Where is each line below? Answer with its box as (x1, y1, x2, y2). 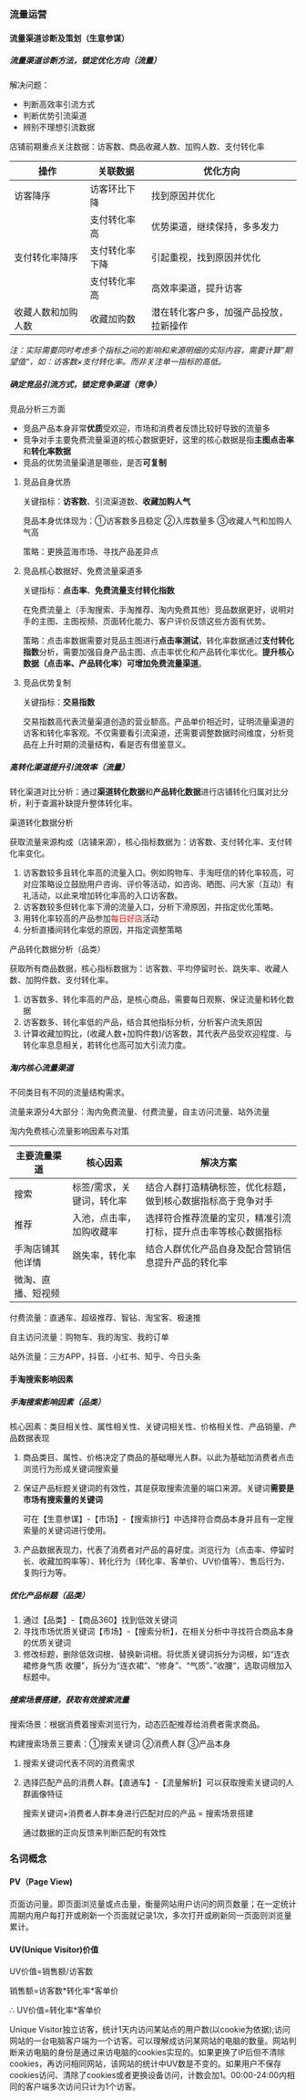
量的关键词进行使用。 (30, 1524, 111, 1535)
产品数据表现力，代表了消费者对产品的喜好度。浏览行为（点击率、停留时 (22, 1544, 294, 1555)
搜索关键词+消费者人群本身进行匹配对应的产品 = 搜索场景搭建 (22, 1807, 254, 1818)
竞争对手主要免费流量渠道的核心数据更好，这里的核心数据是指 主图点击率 (22, 434, 294, 445)
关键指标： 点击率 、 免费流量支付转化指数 (22, 585, 175, 596)
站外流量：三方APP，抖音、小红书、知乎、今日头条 (9, 1351, 201, 1362)
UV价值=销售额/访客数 (9, 1966, 94, 1977)
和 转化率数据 (22, 445, 71, 457)
